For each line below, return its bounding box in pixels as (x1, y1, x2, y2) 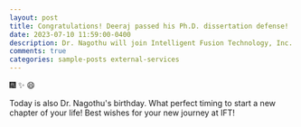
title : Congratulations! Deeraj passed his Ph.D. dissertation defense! (9, 22, 289, 31)
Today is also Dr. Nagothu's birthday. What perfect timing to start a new (9, 98, 277, 108)
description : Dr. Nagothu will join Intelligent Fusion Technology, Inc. (9, 38, 294, 48)
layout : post (9, 13, 59, 23)
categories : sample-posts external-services (9, 55, 180, 64)
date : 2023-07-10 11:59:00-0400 (9, 30, 131, 39)
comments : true (9, 47, 67, 56)
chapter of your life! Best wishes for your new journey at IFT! (9, 107, 235, 118)
